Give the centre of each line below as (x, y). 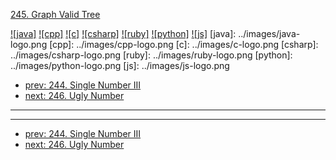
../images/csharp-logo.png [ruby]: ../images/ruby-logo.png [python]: (151, 55)
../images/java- (269, 33)
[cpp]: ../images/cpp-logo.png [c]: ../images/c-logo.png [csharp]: (184, 44)
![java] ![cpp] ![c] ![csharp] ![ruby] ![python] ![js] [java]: (123, 33)
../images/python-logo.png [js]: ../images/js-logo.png (120, 65)
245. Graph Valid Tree (55, 14)
